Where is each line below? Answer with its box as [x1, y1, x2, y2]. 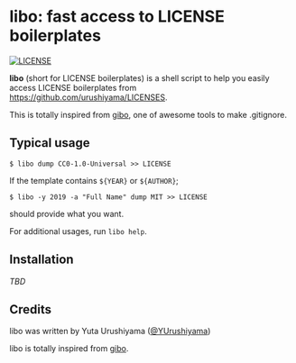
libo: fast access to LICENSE [9, 6, 226, 27]
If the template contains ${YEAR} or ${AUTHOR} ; [9, 175, 179, 186]
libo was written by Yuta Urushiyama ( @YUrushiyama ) [9, 326, 211, 337]
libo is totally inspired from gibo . [9, 343, 129, 354]
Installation [9, 252, 74, 268]
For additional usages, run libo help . [9, 225, 147, 236]
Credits [9, 302, 52, 317]
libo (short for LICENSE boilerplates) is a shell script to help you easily [9, 72, 270, 83]
